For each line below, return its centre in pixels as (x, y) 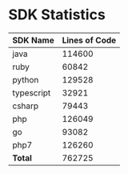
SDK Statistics (57, 15)
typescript (32, 92)
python (26, 79)
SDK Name (33, 40)
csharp (26, 106)
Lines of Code (89, 40)
